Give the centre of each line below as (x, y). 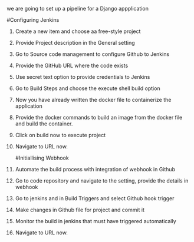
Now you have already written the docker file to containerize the (93, 100)
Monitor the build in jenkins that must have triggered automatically (96, 221)
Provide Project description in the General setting (75, 43)
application (29, 106)
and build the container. (44, 124)
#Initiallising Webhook (42, 158)
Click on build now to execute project (60, 135)
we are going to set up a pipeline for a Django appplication (78, 9)
